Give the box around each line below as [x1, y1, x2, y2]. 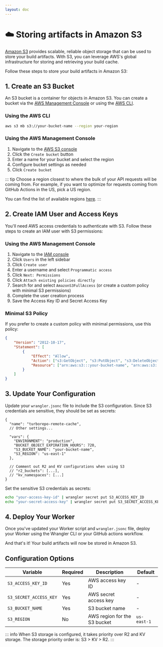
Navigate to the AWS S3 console [12, 146, 78, 152]
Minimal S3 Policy [5, 310, 48, 317]
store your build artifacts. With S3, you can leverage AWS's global [5, 54, 137, 59]
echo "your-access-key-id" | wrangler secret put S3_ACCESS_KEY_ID [5, 495, 145, 500]
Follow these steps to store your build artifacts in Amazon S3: [5, 68, 128, 74]
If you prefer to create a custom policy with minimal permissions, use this [5, 321, 151, 327]
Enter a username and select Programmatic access [12, 267, 113, 272]
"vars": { [9, 434, 29, 439]
